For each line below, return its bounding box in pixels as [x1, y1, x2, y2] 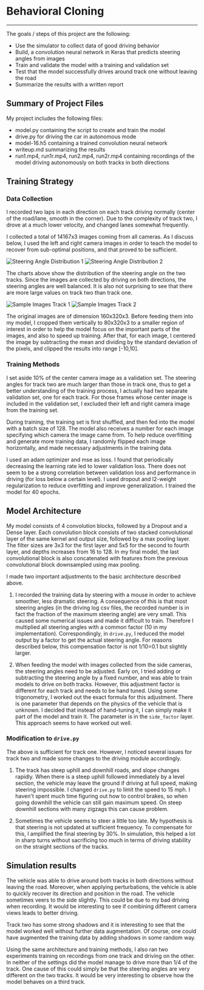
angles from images [15, 55, 65, 62]
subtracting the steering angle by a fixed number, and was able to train [15, 674, 192, 681]
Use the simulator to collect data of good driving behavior [15, 41, 160, 49]
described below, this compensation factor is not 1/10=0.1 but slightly [15, 642, 188, 650]
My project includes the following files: [6, 114, 103, 122]
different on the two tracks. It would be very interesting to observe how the [6, 971, 194, 978]
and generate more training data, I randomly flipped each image [6, 437, 166, 445]
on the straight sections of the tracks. [15, 843, 109, 850]
